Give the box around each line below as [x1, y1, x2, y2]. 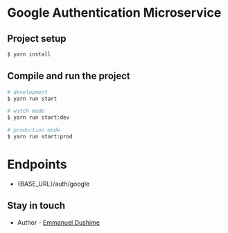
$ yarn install [7, 51, 51, 58]
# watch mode [7, 108, 45, 115]
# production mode [7, 127, 60, 134]
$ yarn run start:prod [7, 134, 73, 140]
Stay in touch [7, 200, 66, 211]
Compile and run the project [7, 70, 130, 82]
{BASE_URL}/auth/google [17, 179, 90, 188]
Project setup [7, 33, 67, 45]
